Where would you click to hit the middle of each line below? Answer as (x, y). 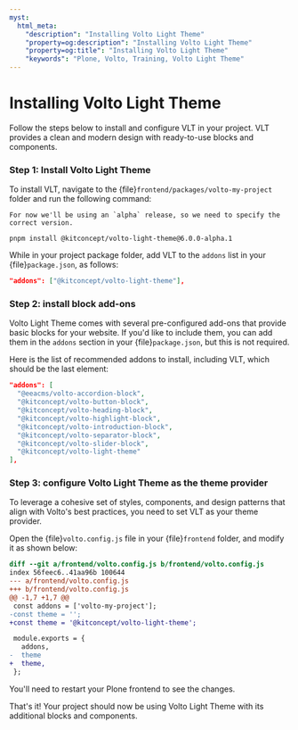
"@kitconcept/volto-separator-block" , (89, 435)
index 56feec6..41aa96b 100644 (67, 573)
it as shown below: (44, 548)
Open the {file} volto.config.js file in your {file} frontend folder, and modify (147, 539)
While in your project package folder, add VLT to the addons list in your (138, 255)
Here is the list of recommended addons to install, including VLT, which (139, 360)
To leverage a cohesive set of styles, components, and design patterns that (148, 502)
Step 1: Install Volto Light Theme (80, 170)
